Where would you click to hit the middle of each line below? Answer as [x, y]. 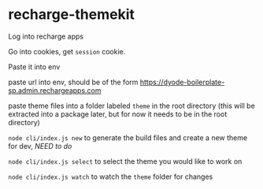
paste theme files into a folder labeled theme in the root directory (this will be [132, 106]
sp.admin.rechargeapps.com [55, 90]
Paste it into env [34, 67]
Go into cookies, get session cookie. [67, 51]
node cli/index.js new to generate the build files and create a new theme [128, 137]
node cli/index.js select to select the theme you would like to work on [125, 161]
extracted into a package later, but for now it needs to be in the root [118, 114]
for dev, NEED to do [40, 146]
